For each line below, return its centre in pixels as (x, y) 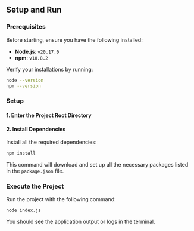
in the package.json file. (35, 171)
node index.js (24, 210)
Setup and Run (34, 10)
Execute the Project (35, 186)
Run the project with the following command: (61, 199)
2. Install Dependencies (36, 129)
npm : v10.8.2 (32, 58)
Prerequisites (26, 27)
